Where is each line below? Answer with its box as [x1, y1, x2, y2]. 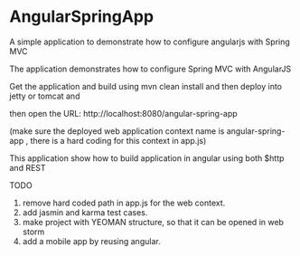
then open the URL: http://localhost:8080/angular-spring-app [9, 108, 238, 119]
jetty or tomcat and [9, 90, 80, 101]
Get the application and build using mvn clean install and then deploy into [9, 81, 283, 91]
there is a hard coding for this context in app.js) [30, 135, 207, 146]
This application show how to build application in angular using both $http [9, 152, 285, 164]
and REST [9, 162, 47, 173]
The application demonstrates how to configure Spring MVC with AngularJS [9, 63, 292, 74]
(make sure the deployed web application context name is [9, 125, 225, 137]
